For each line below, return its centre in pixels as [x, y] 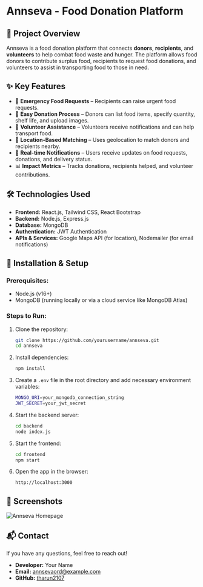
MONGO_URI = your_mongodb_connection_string [69, 398]
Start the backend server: [47, 415]
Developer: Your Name [44, 565]
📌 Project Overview [43, 34]
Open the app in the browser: [52, 472]
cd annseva [29, 346]
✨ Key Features [36, 86]
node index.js [33, 432]
